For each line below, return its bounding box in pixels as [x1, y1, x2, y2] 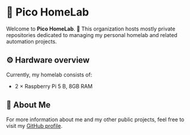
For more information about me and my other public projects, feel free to [6, 116, 185, 123]
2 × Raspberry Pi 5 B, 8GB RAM [14, 82, 93, 90]
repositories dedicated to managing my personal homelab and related [6, 31, 177, 38]
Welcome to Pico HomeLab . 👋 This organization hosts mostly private [6, 25, 176, 32]
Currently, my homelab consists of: [6, 71, 93, 78]
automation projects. [6, 38, 57, 45]
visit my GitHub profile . [6, 122, 63, 129]
